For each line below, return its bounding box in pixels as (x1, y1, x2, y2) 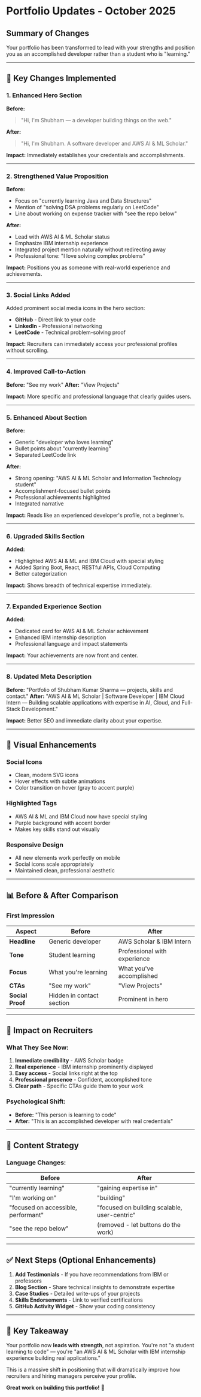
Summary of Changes (6, 28, 90, 38)
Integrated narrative (14, 499, 64, 507)
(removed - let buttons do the (96, 1221, 181, 1229)
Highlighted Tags (6, 799, 57, 808)
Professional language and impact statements (14, 640, 128, 648)
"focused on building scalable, (96, 1203, 182, 1212)
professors (14, 1277, 42, 1284)
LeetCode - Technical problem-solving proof (14, 329, 126, 336)
